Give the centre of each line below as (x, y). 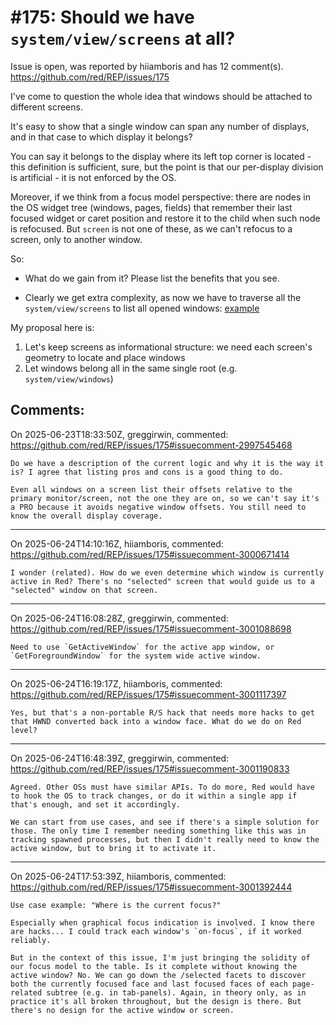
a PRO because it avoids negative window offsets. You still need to (158, 507)
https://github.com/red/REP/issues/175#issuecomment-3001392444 (151, 887)
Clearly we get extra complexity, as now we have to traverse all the (163, 297)
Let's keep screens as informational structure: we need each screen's (168, 347)
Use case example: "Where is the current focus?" (116, 905)
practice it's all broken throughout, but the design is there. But (156, 1001)
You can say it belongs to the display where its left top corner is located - (161, 156)
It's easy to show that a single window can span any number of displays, (160, 126)
